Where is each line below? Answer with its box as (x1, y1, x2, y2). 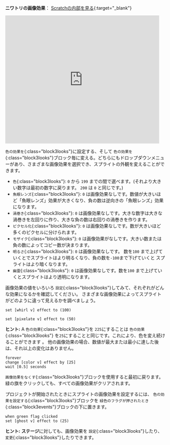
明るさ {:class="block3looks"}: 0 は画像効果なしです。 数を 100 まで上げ (12, 248, 159, 254)
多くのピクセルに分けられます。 (12, 229, 80, 235)
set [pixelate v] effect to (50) (5, 317, 76, 322)
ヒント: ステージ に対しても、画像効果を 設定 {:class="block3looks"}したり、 (5, 428, 162, 434)
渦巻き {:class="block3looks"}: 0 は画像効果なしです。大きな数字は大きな (12, 210, 162, 216)
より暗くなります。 (30, 261, 71, 267)
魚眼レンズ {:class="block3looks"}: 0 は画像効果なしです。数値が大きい (12, 191, 157, 197)
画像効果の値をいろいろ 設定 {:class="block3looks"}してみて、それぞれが (5, 285, 156, 291)
